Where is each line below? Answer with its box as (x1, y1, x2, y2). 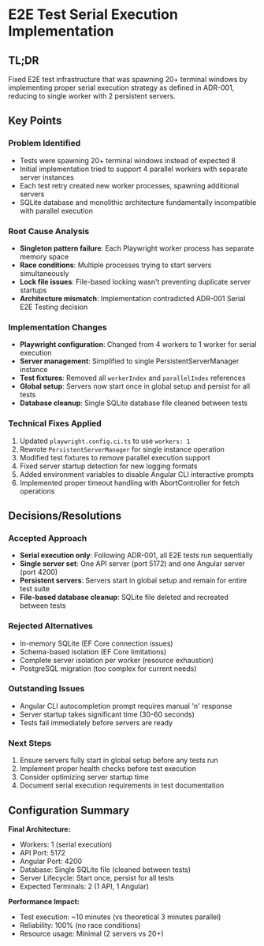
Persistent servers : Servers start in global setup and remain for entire (19, 575, 247, 585)
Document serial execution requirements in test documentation (19, 780, 225, 790)
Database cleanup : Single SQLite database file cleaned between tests (19, 398, 248, 408)
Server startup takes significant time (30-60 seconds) (19, 709, 195, 719)
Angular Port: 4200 (19, 856, 83, 866)
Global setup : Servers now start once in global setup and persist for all (19, 382, 251, 391)
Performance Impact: (8, 896, 80, 906)
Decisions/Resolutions (8, 508, 122, 522)
